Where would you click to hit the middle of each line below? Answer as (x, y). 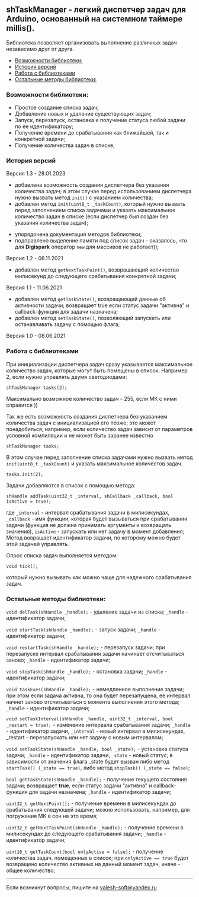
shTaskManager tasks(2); (37, 388)
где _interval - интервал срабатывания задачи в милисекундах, (88, 512)
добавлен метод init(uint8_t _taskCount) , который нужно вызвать (100, 204)
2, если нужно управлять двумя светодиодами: (67, 376)
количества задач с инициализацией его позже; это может (81, 423)
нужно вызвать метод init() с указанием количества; (84, 197)
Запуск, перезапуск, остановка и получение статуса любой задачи (100, 120)
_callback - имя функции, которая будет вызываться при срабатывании (97, 519)
